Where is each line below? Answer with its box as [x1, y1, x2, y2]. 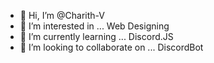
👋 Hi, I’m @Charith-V [19, 10, 105, 21]
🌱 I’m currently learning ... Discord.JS [19, 31, 174, 42]
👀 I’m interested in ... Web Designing [19, 20, 170, 32]
